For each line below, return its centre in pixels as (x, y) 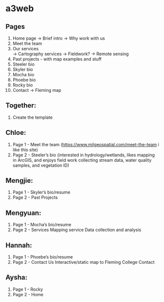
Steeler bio (23, 64)
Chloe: (16, 133)
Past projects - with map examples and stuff (57, 59)
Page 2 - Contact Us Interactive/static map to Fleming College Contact (84, 262)
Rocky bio (23, 85)
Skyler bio (23, 69)
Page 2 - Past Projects (35, 197)
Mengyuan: (23, 213)
